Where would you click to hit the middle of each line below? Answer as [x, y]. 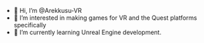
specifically [30, 25]
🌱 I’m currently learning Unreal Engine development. [87, 32]
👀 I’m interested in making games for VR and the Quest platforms [105, 18]
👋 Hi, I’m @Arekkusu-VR [48, 11]
